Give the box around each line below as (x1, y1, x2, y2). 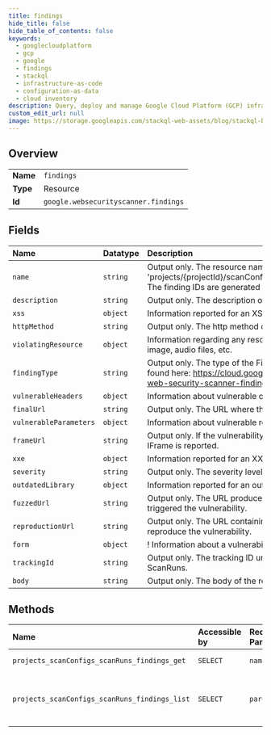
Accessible (197, 627, 242, 638)
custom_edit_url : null (8, 110, 85, 118)
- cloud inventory (15, 94, 78, 103)
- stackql (15, 72, 48, 80)
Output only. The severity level (147, 466, 264, 477)
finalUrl (12, 405, 46, 414)
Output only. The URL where (147, 403, 255, 414)
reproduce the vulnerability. (147, 526, 252, 537)
